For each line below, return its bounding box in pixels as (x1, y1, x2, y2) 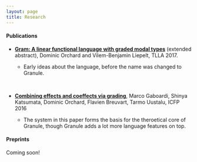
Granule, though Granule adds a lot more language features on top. (23, 122, 186, 130)
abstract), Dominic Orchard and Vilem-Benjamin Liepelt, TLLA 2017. (14, 51, 178, 59)
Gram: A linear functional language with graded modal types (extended (14, 45, 192, 52)
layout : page (6, 8, 38, 15)
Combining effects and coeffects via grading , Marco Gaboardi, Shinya (14, 92, 188, 99)
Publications (6, 32, 38, 39)
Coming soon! (6, 148, 40, 156)
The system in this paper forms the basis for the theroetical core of (23, 116, 186, 123)
